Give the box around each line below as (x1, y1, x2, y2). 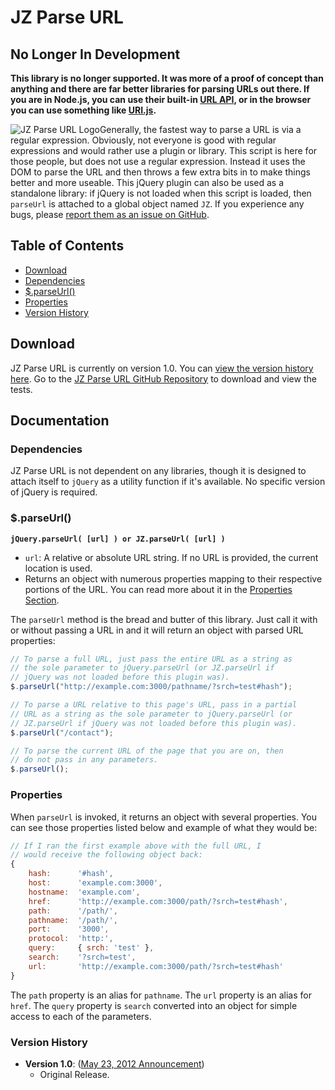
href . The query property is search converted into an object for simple (10, 999, 298, 1011)
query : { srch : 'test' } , (28, 943, 155, 953)
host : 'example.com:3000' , (28, 878, 163, 888)
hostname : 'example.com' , (28, 887, 141, 897)
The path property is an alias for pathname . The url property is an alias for (10, 989, 312, 1001)
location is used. (24, 562, 93, 574)
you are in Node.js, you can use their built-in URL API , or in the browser (10, 94, 312, 105)
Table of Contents (10, 237, 125, 255)
